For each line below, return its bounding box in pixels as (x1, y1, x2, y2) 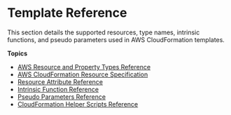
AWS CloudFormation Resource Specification (17, 70, 148, 79)
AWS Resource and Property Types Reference (17, 62, 151, 71)
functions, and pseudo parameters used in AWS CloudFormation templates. (7, 35, 225, 43)
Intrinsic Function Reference (17, 85, 99, 93)
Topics (7, 49, 28, 57)
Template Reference (7, 5, 127, 21)
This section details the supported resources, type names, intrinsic (7, 28, 200, 36)
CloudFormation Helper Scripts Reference (17, 100, 139, 108)
